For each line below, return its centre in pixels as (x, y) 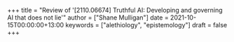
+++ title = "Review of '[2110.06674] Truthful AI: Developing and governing (115, 10)
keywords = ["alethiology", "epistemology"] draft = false (146, 25)
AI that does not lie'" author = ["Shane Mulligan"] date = (88, 17)
